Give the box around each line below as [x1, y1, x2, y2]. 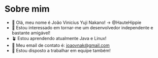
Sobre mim [4, 3, 50, 15]
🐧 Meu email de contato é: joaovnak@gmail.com [11, 42, 110, 48]
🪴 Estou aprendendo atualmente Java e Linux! [11, 35, 107, 41]
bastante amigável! [11, 30, 51, 36]
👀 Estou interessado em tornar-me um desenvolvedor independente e [11, 24, 154, 30]
